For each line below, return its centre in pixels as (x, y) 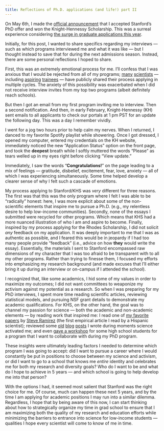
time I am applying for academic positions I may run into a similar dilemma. (80, 397)
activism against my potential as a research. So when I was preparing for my (82, 289)
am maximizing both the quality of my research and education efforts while (81, 413)
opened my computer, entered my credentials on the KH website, (71, 140)
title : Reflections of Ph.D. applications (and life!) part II (71, 10)
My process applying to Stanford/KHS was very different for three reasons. (81, 190)
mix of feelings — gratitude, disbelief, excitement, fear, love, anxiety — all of (82, 171)
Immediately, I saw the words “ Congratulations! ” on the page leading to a (80, 165)
